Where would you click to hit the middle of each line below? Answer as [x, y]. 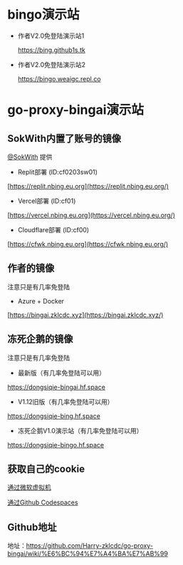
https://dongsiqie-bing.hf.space [54, 416]
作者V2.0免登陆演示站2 [52, 64]
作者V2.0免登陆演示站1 [51, 36]
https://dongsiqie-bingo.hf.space [56, 445]
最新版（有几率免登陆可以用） [61, 373]
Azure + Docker [41, 301]
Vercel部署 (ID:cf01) [47, 201]
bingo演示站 [43, 15]
